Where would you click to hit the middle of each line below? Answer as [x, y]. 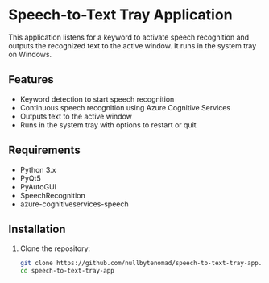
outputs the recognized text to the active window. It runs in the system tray [132, 45]
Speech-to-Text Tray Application [120, 15]
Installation [37, 229]
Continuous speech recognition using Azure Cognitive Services [125, 107]
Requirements [44, 150]
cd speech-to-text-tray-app [67, 271]
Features [31, 79]
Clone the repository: [55, 248]
